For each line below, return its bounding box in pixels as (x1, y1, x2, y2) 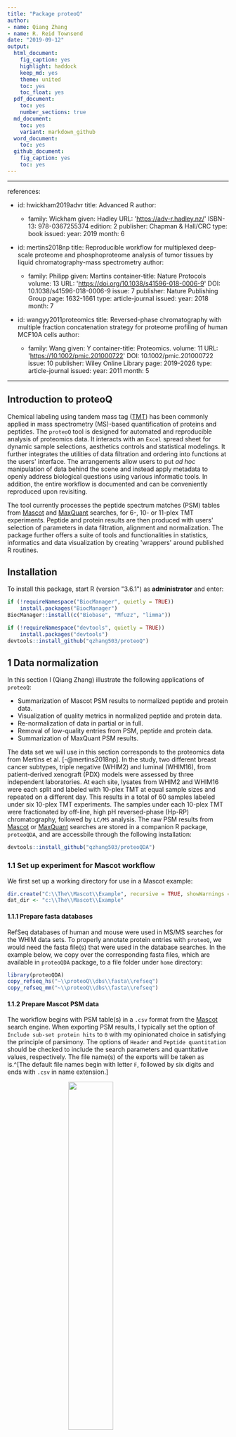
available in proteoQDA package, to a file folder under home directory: (7, 958, 203, 966)
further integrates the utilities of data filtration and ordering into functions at (7, 449, 227, 458)
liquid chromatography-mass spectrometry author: (17, 258, 164, 267)
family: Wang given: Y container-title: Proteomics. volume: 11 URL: (27, 343, 218, 353)
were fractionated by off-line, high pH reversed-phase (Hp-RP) (7, 808, 190, 817)
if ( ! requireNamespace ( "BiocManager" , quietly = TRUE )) (7, 599, 174, 606)
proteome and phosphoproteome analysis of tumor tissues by (34, 250, 214, 259)
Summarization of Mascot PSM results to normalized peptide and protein (17, 697, 228, 705)
